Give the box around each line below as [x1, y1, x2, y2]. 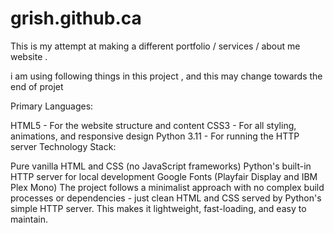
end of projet [10, 80, 64, 92]
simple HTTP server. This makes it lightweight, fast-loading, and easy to [10, 202, 307, 214]
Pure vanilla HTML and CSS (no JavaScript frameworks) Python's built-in [10, 160, 312, 172]
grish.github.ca [10, 7, 142, 30]
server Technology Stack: [10, 140, 117, 152]
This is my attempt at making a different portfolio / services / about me [10, 40, 301, 52]
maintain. [10, 213, 48, 225]
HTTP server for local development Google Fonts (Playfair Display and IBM [10, 170, 318, 182]
